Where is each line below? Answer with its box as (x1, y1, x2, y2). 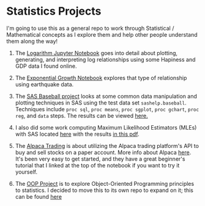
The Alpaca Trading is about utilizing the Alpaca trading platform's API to (15, 142, 199, 149)
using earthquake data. (15, 81, 74, 88)
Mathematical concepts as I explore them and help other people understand (6, 31, 198, 38)
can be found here (15, 193, 62, 200)
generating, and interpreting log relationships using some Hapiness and (15, 56, 196, 63)
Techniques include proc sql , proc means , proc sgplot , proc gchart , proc (15, 105, 199, 112)
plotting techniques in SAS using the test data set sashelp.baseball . (15, 99, 187, 106)
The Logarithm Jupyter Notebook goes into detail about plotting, (15, 49, 178, 56)
